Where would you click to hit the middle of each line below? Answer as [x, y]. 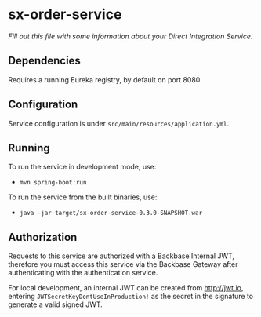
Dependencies [44, 61]
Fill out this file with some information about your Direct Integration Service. [130, 36]
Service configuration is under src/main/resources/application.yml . [119, 123]
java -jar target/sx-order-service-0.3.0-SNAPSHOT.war [111, 213]
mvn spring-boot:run [53, 183]
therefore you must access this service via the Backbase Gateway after [123, 264]
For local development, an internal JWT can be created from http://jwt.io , [126, 288]
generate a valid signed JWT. [56, 304]
